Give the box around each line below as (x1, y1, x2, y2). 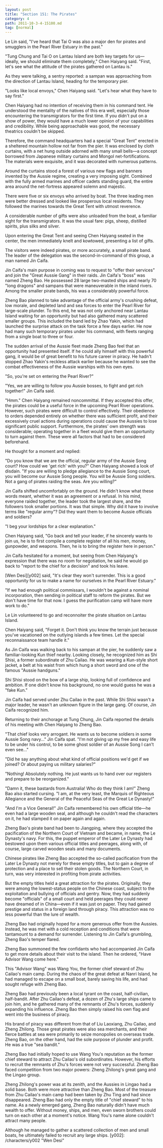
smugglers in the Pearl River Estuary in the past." (5, 44, 103, 50)
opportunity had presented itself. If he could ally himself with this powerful (5, 348, 154, 354)
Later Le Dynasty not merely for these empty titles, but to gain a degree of (5, 861, 154, 866)
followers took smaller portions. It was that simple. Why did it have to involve (5, 504, 159, 510)
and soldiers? (5, 514, 32, 520)
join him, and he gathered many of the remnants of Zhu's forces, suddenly (5, 1001, 154, 1007)
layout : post (5, 7, 32, 12)
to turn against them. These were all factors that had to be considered (5, 434, 145, 440)
